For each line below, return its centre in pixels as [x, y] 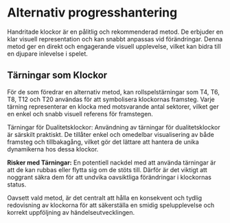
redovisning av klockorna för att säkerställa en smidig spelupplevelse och [111, 205]
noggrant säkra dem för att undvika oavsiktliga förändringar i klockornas [109, 177]
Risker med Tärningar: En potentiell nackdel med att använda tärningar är [112, 162]
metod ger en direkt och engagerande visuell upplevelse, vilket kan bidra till [114, 46]
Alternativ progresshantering [92, 13]
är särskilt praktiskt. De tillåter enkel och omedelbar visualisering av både [111, 134]
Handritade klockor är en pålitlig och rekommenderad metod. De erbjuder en [115, 32]
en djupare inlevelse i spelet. [47, 54]
